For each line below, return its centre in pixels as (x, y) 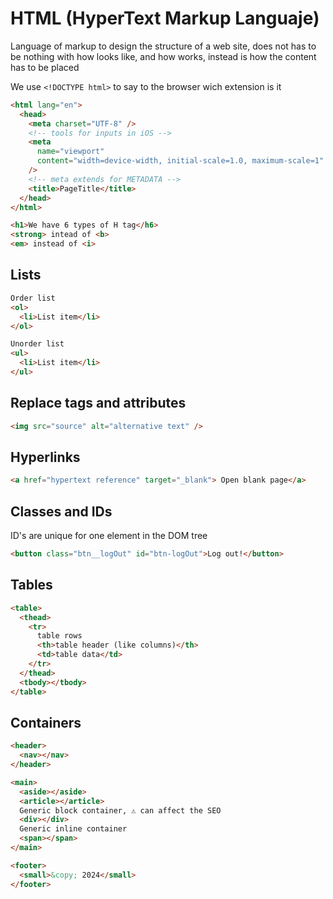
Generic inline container (73, 829)
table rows (59, 636)
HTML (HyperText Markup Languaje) (165, 18)
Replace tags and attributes (98, 403)
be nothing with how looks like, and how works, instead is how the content (163, 56)
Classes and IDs (61, 511)
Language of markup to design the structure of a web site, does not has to (163, 46)
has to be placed (45, 67)
